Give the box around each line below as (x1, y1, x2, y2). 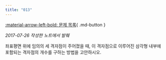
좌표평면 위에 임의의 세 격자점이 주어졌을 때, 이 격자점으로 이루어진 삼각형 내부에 (5, 43, 161, 49)
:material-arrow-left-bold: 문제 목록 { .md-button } (5, 21, 106, 27)
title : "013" (5, 7, 32, 12)
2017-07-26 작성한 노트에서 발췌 (5, 32, 69, 38)
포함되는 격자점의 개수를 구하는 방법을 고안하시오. (5, 49, 101, 55)
